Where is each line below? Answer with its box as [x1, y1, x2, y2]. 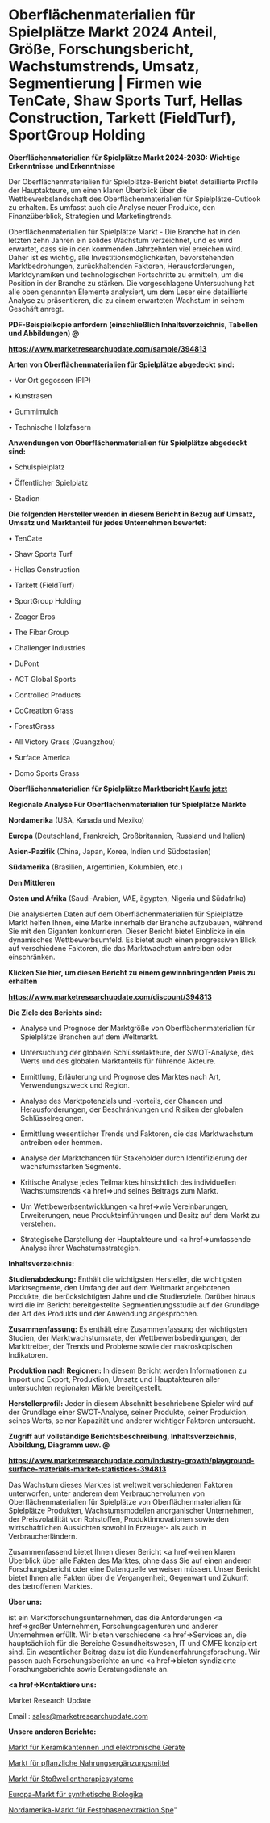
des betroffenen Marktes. [8, 1581, 93, 1591]
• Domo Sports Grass [8, 768, 80, 777]
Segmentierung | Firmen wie [8, 74, 203, 93]
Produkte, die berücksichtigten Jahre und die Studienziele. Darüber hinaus [8, 1291, 256, 1301]
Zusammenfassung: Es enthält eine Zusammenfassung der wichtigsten [8, 1324, 247, 1334]
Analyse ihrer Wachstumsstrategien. [19, 1243, 141, 1253]
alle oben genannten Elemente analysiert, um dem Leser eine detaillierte [8, 287, 248, 297]
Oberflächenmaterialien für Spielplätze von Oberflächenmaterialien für [8, 1497, 243, 1506]
